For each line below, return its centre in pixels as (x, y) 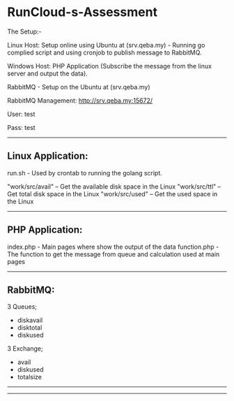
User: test (21, 114)
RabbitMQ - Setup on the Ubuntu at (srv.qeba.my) (79, 87)
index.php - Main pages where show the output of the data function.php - (113, 247)
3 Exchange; (25, 349)
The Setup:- (24, 31)
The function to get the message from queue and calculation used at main (114, 254)
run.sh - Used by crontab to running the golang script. (85, 173)
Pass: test (22, 127)
